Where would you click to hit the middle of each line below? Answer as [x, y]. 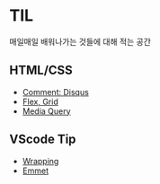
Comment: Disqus [56, 92]
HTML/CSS [41, 70]
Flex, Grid [40, 101]
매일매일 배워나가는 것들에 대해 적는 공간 [80, 41]
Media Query [46, 111]
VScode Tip [43, 140]
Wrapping [40, 161]
